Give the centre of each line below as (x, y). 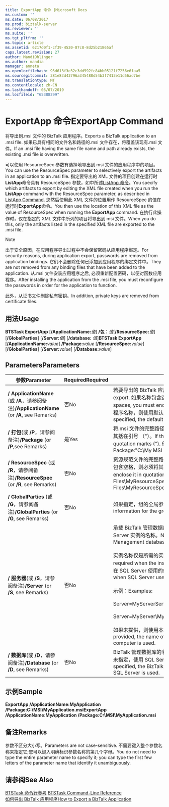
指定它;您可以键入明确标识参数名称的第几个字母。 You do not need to (85, 751)
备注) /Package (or (29, 440)
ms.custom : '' (20, 15)
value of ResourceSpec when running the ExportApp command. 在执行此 (81, 212)
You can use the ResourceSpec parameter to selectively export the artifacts (84, 170)
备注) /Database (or (36, 662)
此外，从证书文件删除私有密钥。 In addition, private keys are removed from (82, 296)
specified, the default (138, 419)
